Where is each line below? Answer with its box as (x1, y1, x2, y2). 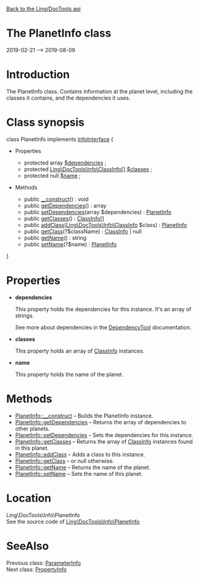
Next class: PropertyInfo (6, 566, 67, 573)
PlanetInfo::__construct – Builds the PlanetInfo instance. (15, 412, 154, 419)
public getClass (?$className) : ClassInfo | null (24, 228, 142, 235)
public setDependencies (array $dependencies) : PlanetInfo (24, 208, 172, 215)
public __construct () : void (24, 195, 89, 203)
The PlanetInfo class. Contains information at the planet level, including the (6, 87, 193, 95)
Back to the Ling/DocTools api (6, 5, 81, 12)
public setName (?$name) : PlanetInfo (24, 240, 117, 248)
